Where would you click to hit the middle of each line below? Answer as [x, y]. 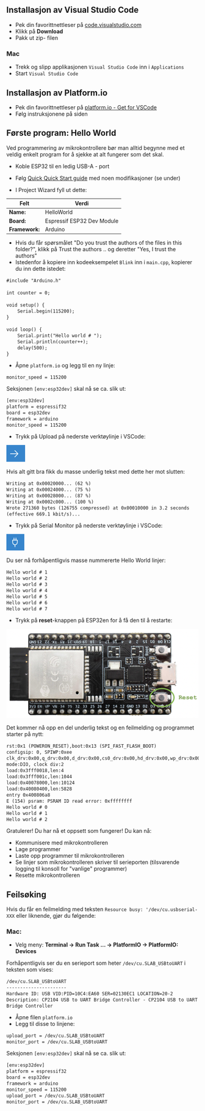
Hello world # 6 [27, 603]
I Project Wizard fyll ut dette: [51, 190]
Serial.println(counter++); [53, 342]
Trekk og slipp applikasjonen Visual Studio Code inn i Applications [99, 67]
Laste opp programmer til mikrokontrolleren [70, 856]
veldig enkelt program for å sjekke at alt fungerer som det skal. [85, 154]
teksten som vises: [30, 970]
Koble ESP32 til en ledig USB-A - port [62, 166]
